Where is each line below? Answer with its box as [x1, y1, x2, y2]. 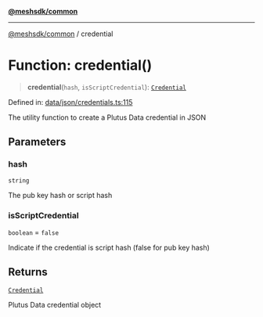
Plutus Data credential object [8, 300, 102, 309]
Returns [8, 265, 49, 279]
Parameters [8, 135, 67, 149]
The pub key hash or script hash [8, 190, 113, 200]
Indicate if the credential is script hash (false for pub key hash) [8, 243, 210, 252]
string [8, 176, 30, 185]
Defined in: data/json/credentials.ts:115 [8, 97, 133, 106]
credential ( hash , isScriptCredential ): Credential [27, 82, 186, 92]
